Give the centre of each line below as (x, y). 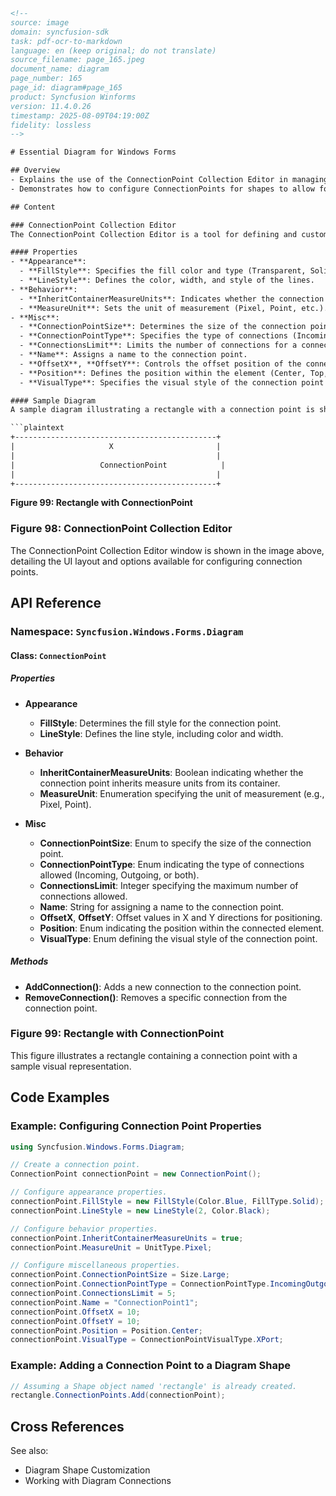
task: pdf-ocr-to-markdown (66, 41)
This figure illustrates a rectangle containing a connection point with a (154, 1055)
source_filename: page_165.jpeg (77, 60)
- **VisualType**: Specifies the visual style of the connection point (172, 382)
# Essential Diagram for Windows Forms (93, 152)
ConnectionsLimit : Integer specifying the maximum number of (169, 885)
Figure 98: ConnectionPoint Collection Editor (121, 529)
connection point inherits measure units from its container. (160, 783)
